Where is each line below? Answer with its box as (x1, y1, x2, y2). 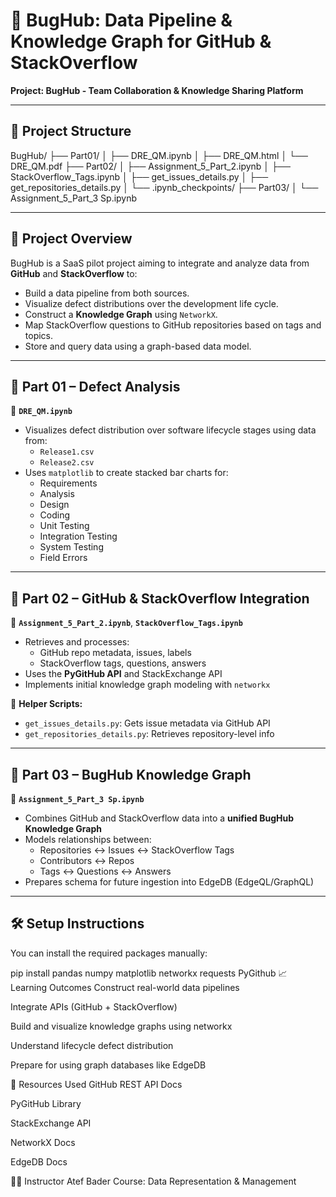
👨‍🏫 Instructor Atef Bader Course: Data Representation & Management (10, 1175, 297, 1187)
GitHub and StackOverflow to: (10, 267, 138, 279)
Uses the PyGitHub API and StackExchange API (24, 668, 223, 680)
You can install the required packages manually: (10, 947, 208, 959)
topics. (24, 329, 54, 341)
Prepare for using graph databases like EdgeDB (10, 1059, 207, 1071)
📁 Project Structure (10, 123, 132, 140)
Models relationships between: (24, 834, 152, 845)
